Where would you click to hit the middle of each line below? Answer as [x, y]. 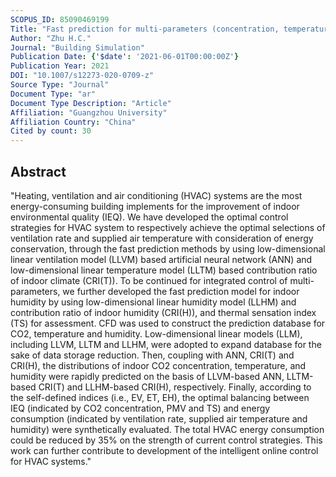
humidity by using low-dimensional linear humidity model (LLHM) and [153, 302]
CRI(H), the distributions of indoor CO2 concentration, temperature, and [158, 365]
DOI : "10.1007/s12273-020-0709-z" [82, 76]
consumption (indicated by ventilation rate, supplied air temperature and [159, 418]
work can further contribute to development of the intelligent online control [164, 450]
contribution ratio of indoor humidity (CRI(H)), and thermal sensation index [163, 312]
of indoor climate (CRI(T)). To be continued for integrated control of [149, 280]
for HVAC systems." [51, 461]
